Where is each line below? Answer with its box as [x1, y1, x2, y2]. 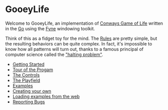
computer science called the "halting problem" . [5, 51, 103, 58]
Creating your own [12, 88, 51, 94]
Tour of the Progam [12, 67, 53, 73]
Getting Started [12, 61, 44, 67]
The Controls [12, 72, 40, 78]
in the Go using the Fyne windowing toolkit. [5, 25, 95, 31]
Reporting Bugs [12, 98, 45, 104]
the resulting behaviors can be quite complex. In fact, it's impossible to [5, 40, 152, 46]
